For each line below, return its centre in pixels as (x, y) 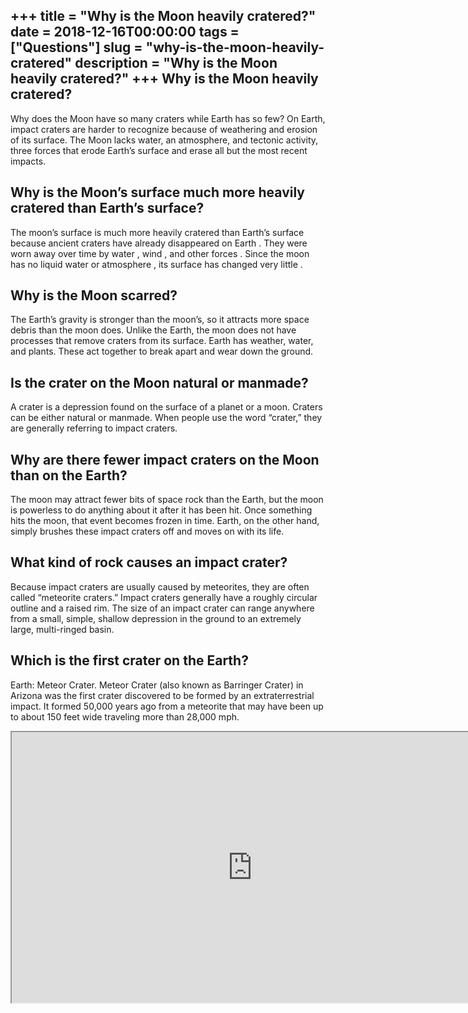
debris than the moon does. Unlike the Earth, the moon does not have (153, 330)
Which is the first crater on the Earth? (129, 660)
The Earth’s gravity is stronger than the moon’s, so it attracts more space (160, 320)
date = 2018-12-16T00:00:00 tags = (125, 32)
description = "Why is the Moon (176, 63)
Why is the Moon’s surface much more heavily (157, 192)
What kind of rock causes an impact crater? (149, 562)
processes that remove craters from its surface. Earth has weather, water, (162, 341)
